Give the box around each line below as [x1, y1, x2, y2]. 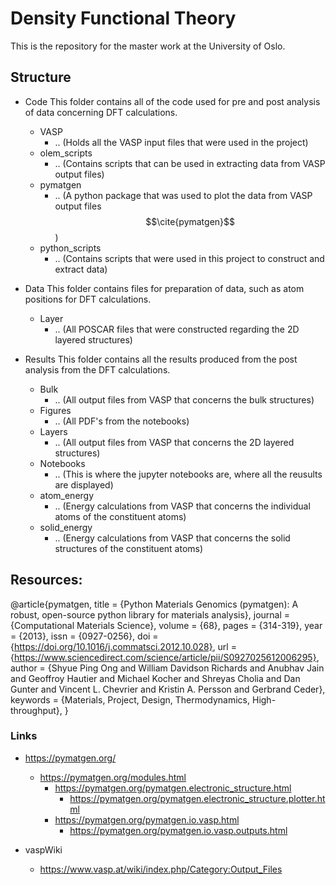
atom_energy [39, 489, 95, 501]
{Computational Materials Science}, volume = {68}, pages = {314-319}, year [10, 619, 323, 631]
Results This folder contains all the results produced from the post [24, 353, 298, 365]
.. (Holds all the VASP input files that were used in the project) [54, 136, 309, 148]
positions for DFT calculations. [24, 293, 152, 305]
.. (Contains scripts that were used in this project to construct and [54, 252, 325, 264]
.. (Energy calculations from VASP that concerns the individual [54, 500, 311, 512]
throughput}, [10, 704, 63, 716]
